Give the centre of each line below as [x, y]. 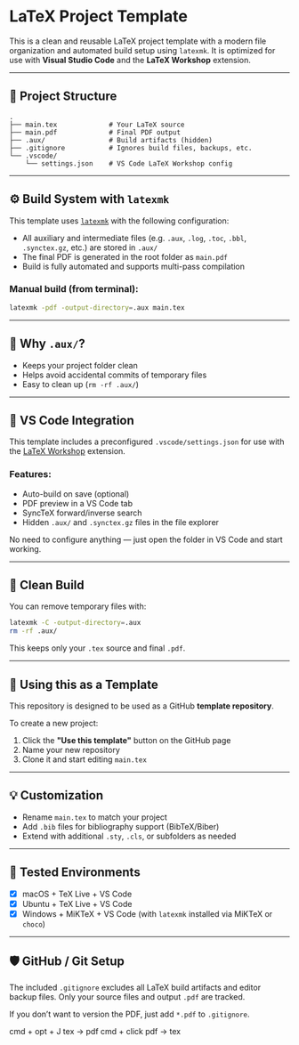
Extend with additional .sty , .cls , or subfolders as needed [129, 836]
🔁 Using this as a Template [84, 684]
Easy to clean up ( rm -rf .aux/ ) [81, 384]
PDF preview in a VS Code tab [77, 503]
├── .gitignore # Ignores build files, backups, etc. [131, 148]
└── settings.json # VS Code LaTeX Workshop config [129, 163]
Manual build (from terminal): [74, 289]
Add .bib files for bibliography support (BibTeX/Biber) [121, 826]
